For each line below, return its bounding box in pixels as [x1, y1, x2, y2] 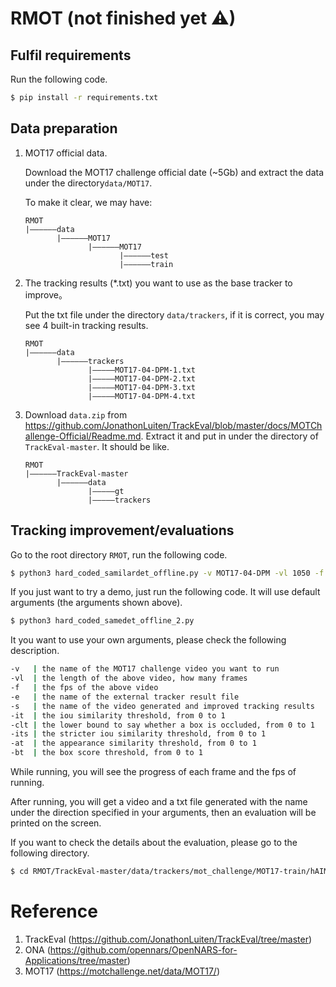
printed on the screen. [10, 817, 102, 829]
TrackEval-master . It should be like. [24, 440, 170, 452]
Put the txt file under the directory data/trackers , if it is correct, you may [24, 308, 325, 321]
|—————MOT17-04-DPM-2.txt [88, 373, 196, 384]
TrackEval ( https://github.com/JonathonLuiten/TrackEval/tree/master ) [24, 933, 313, 945]
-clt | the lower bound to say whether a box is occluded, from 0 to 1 [10, 720, 315, 730]
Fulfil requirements [10, 47, 132, 64]
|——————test [119, 250, 169, 261]
